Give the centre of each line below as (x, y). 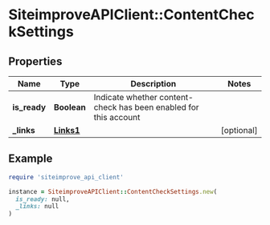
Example (31, 159)
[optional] (239, 130)
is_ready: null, (43, 199)
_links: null (37, 207)
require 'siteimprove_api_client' (66, 177)
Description (153, 84)
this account (117, 117)
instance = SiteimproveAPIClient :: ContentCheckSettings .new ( (113, 191)
